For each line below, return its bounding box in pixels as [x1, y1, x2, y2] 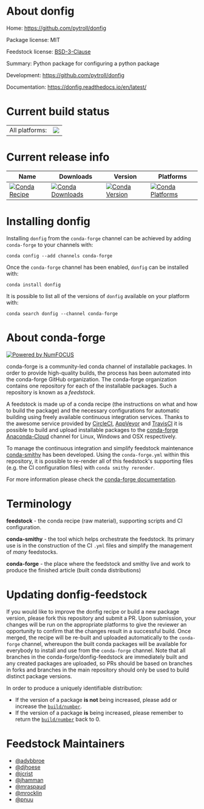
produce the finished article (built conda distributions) [6, 566, 141, 574]
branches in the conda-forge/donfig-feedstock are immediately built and [6, 653, 188, 661]
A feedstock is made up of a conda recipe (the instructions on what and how [6, 400, 198, 408]
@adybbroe [15, 757, 45, 764]
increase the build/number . [15, 703, 83, 710]
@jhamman [15, 776, 44, 783]
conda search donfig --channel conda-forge [6, 310, 118, 317]
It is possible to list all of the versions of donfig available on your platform [6, 292, 190, 299]
